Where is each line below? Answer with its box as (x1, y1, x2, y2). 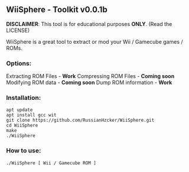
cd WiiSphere (6, 122, 38, 129)
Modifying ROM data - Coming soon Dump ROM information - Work (6, 79, 172, 86)
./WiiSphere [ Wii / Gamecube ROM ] (6, 160, 96, 166)
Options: (6, 59, 32, 67)
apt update (6, 107, 33, 113)
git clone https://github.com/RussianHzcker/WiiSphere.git (6, 118, 155, 124)
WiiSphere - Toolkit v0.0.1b (6, 5, 107, 15)
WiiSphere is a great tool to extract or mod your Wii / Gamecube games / (6, 38, 183, 45)
